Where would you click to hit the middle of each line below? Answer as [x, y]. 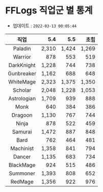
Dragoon [22, 115]
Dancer [22, 157]
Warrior [22, 57]
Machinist [22, 148]
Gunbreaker [22, 73]
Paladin [22, 48]
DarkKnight [22, 65]
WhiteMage [22, 81]
